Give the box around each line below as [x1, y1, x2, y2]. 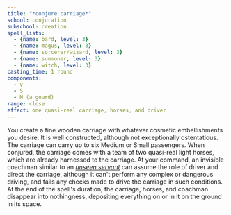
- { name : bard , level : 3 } [13, 36, 89, 43]
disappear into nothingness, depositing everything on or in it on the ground [7, 192, 223, 200]
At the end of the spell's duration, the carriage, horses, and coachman [7, 184, 209, 193]
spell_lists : [7, 29, 45, 37]
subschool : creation [7, 23, 67, 30]
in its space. [7, 199, 42, 208]
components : [7, 74, 42, 82]
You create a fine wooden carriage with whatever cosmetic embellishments [7, 126, 223, 134]
